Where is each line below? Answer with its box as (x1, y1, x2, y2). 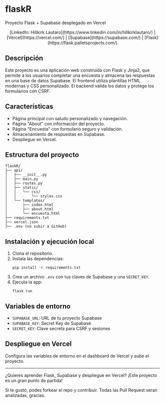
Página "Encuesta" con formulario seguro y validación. (12, 126, 123, 132)
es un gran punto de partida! (5, 377, 63, 383)
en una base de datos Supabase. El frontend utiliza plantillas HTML (5, 77, 141, 83)
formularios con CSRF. (5, 88, 51, 94)
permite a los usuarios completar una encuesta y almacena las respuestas (5, 72, 156, 78)
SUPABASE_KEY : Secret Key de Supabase (12, 320, 91, 326)
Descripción (5, 54, 43, 63)
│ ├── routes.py (5, 181, 43, 186)
